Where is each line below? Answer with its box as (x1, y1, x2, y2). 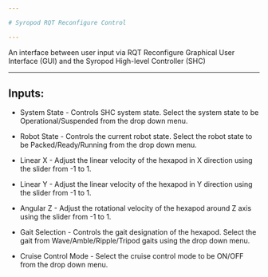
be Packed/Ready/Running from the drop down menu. (19, 140, 197, 150)
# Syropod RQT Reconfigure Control (8, 18, 127, 26)
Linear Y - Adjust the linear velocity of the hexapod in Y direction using (19, 180, 253, 189)
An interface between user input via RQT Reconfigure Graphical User (8, 47, 235, 57)
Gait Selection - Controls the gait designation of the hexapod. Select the (19, 228, 257, 237)
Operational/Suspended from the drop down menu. (19, 117, 188, 126)
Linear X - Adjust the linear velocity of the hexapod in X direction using (19, 156, 253, 165)
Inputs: (8, 87, 45, 101)
